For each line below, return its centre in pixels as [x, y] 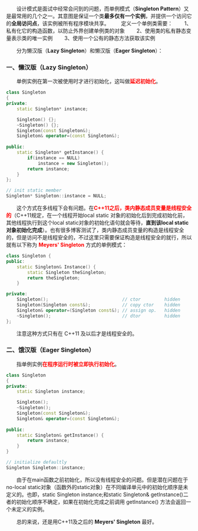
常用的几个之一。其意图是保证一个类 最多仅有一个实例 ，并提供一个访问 [101, 16]
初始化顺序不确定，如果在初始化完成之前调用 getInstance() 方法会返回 [101, 502]
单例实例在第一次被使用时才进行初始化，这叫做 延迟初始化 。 [89, 81]
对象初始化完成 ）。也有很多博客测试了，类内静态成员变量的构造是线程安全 [95, 230]
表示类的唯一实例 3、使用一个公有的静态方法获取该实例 [83, 38]
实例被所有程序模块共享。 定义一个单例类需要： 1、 [119, 23]
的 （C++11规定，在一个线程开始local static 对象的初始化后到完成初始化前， [97, 215]
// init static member [34, 190]
